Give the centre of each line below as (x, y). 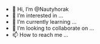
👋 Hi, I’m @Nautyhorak (40, 9)
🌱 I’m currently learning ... (44, 22)
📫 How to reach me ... (40, 35)
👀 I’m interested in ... (38, 15)
